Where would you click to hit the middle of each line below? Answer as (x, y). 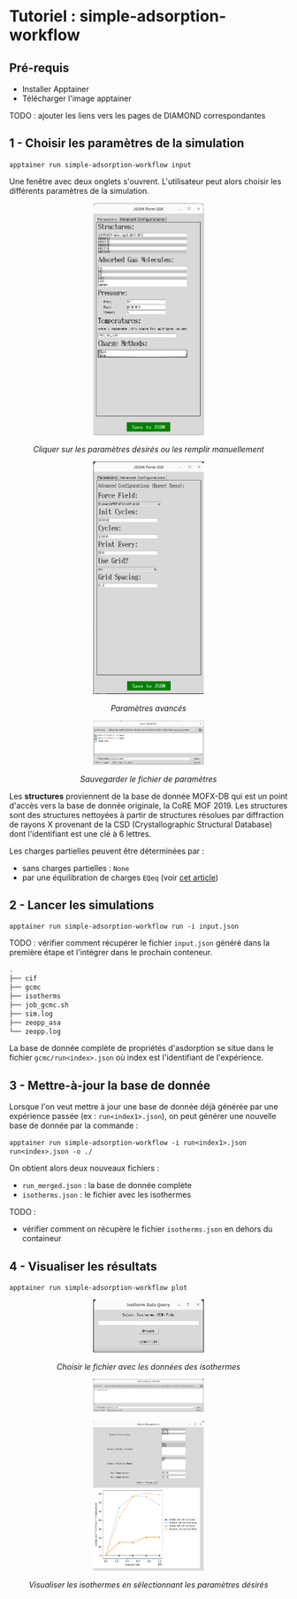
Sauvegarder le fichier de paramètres (148, 779)
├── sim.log (31, 1014)
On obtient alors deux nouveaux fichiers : (84, 1168)
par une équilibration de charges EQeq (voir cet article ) (120, 877)
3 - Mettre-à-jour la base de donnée (110, 1085)
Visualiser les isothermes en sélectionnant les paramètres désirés (148, 1584)
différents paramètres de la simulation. (80, 190)
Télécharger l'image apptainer (76, 98)
